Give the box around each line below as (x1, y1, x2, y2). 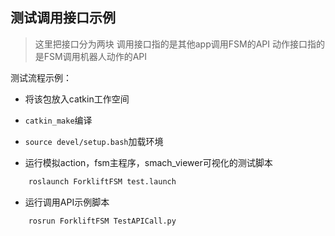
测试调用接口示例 (10, 9, 116, 27)
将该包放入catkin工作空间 (24, 93, 130, 105)
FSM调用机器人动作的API (43, 50, 148, 62)
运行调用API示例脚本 (24, 196, 110, 208)
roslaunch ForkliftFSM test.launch (28, 176, 177, 187)
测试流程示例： (10, 71, 72, 83)
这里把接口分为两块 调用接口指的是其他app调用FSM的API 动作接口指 (34, 38, 317, 50)
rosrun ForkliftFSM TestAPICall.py (28, 216, 177, 226)
